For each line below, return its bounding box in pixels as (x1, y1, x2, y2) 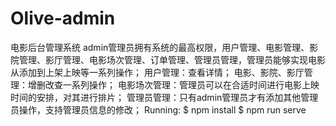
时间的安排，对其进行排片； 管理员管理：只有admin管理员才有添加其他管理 (10, 91, 319, 103)
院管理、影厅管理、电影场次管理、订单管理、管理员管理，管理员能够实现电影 (10, 53, 326, 66)
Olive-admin (10, 7, 116, 30)
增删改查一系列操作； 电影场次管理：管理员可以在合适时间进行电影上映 (27, 78, 320, 91)
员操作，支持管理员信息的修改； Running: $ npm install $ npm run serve (10, 103, 307, 116)
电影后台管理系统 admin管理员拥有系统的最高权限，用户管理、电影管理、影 (10, 41, 319, 53)
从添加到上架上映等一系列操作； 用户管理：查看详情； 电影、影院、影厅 (10, 66, 305, 78)
